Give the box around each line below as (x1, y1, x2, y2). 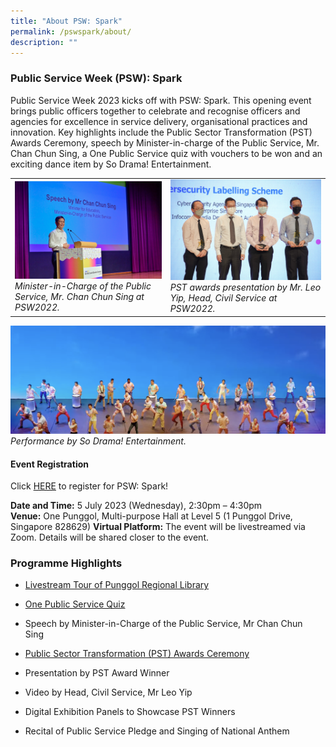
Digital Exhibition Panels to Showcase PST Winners (24, 706, 236, 718)
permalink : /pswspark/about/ (10, 26, 132, 37)
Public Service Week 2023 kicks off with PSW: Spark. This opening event (10, 94, 312, 106)
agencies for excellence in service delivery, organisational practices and (10, 115, 308, 127)
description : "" (10, 37, 78, 47)
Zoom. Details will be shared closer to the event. (10, 531, 209, 544)
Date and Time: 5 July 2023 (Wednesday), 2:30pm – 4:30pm (10, 500, 263, 512)
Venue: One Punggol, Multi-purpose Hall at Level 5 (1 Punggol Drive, (10, 510, 293, 522)
